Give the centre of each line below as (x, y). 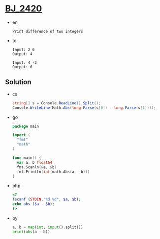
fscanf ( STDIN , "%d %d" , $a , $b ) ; (47, 199)
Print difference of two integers (48, 31)
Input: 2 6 (23, 49)
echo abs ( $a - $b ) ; (33, 204)
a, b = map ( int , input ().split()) (48, 227)
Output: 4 (22, 54)
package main (26, 126)
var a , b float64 (35, 162)
